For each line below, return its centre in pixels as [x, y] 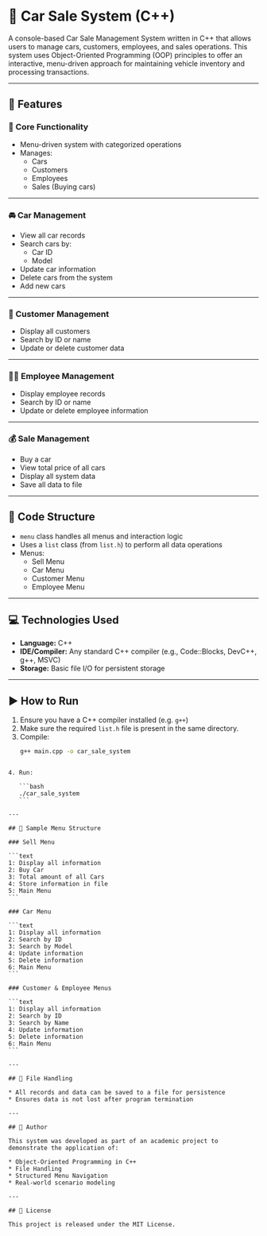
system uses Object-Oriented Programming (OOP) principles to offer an [126, 55]
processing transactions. [49, 71]
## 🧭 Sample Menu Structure [55, 829]
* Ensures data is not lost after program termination [101, 1099]
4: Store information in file [58, 884]
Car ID [42, 252]
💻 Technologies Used [64, 620]
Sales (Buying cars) [64, 187]
